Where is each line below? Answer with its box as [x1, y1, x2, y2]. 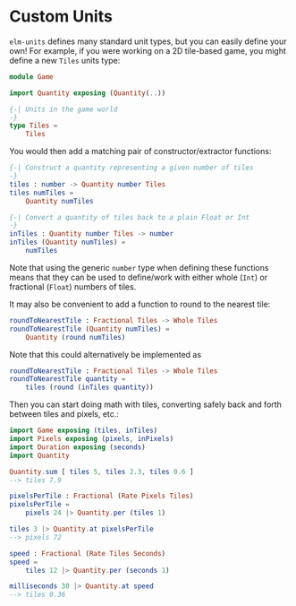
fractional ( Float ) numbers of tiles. [9, 281, 137, 292]
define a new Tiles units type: [9, 55, 121, 65]
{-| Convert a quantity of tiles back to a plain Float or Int [9, 212, 250, 221]
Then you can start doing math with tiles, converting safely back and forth [9, 399, 282, 410]
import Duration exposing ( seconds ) [9, 442, 146, 452]
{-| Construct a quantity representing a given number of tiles [9, 163, 254, 172]
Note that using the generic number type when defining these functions [9, 262, 269, 273]
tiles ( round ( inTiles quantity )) [25, 383, 154, 392]
